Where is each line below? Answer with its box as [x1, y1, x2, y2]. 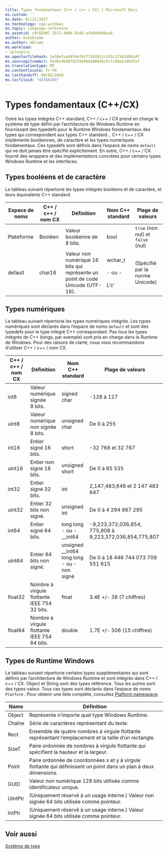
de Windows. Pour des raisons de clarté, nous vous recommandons [5, 339, 145, 345]
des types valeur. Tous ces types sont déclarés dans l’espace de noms [5, 686, 151, 692]
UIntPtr [7, 795, 24, 802]
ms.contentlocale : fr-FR [5, 68, 57, 73]
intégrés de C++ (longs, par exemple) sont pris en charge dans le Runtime [5, 334, 158, 340]
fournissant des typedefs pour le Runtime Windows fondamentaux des [5, 126, 151, 132]
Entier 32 [29, 500, 52, 507]
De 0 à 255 [89, 420, 116, 427]
